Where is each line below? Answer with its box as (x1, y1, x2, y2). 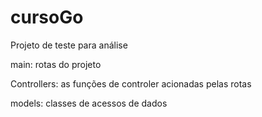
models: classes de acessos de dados (10, 97, 168, 109)
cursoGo (10, 6, 84, 29)
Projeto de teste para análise (10, 39, 128, 51)
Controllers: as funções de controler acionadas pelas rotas (10, 77, 252, 90)
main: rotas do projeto (10, 58, 102, 70)
